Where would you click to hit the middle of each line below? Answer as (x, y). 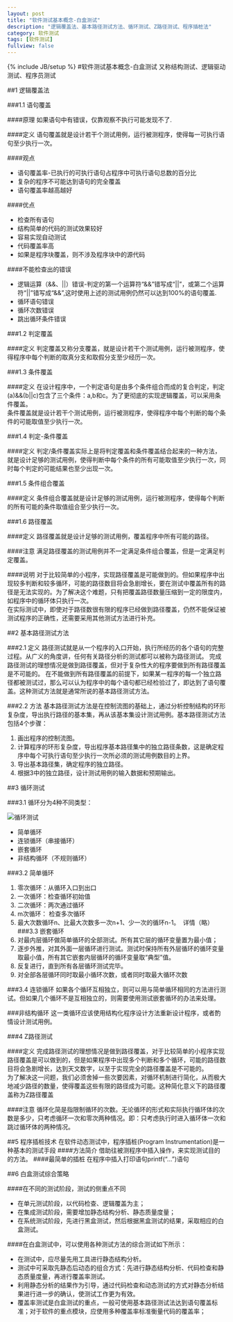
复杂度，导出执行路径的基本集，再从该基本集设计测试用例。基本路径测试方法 (116, 715)
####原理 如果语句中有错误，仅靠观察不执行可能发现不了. (89, 120)
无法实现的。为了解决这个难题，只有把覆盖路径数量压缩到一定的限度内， (122, 592)
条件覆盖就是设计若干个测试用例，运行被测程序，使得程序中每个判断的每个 (113, 413)
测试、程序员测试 (32, 75)
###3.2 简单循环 (31, 873)
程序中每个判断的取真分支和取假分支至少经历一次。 (86, 357)
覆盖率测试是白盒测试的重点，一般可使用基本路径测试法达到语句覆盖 (114, 1303)
